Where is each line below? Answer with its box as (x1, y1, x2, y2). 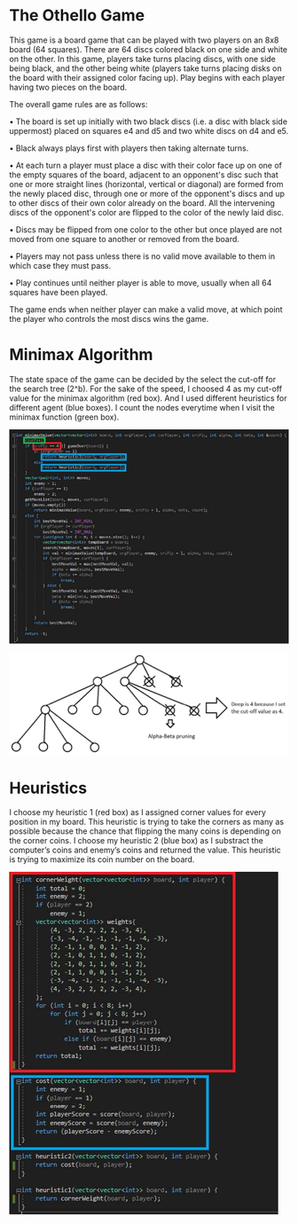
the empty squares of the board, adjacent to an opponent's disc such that (9, 169, 278, 180)
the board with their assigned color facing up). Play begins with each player (9, 72, 286, 82)
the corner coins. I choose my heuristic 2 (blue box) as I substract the (9, 836, 263, 846)
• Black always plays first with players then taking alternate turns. (9, 143, 249, 153)
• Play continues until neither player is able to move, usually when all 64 (9, 277, 272, 288)
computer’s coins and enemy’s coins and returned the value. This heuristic (9, 844, 281, 856)
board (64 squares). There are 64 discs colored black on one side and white (9, 43, 288, 54)
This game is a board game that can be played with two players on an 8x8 (9, 35, 279, 45)
